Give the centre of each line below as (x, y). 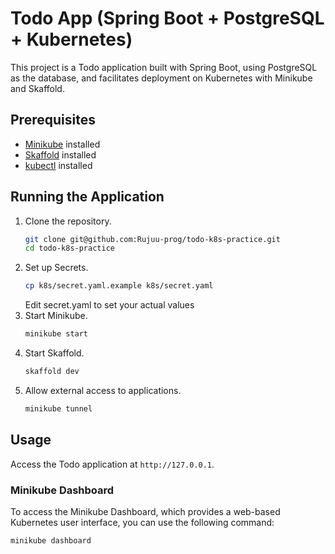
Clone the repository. (68, 221)
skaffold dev (52, 372)
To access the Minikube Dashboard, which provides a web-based (145, 511)
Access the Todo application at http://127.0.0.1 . (112, 464)
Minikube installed (62, 144)
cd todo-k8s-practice (69, 248)
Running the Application (87, 197)
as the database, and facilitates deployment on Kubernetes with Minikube (161, 78)
